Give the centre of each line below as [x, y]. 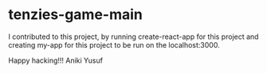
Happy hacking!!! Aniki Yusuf [56, 60]
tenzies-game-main [76, 15]
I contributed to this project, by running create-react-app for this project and [133, 36]
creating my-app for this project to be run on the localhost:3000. [114, 44]
